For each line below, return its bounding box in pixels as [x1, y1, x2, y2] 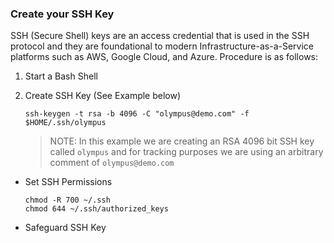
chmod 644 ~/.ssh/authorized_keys [24, 204, 169, 214]
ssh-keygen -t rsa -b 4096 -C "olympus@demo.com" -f [24, 109, 250, 119]
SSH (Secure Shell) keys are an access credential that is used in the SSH [10, 30, 310, 42]
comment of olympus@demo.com [49, 157, 175, 169]
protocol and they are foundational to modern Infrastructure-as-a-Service [10, 40, 315, 52]
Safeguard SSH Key [24, 222, 107, 234]
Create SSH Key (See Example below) [24, 90, 182, 102]
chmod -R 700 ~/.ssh [24, 195, 111, 206]
